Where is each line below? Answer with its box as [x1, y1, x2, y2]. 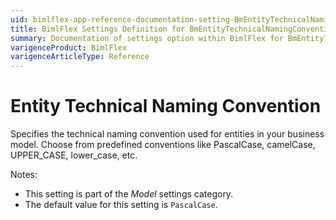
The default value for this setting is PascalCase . [24, 199, 218, 211]
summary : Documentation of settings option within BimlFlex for [10, 33, 284, 43]
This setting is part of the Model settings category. [24, 188, 234, 200]
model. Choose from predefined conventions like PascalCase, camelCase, [10, 139, 316, 151]
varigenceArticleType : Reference [10, 52, 150, 62]
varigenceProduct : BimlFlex [10, 42, 128, 53]
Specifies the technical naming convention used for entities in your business [10, 128, 325, 140]
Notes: [10, 169, 38, 181]
